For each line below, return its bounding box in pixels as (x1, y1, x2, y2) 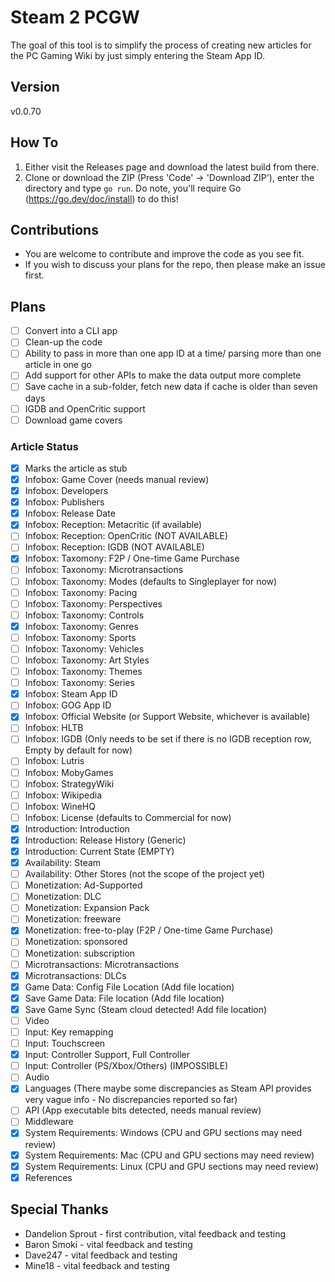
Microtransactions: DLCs (24, 969, 127, 981)
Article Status (10, 439, 79, 453)
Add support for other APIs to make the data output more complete (24, 369, 302, 381)
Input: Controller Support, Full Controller (24, 1049, 191, 1061)
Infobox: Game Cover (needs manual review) (24, 473, 210, 485)
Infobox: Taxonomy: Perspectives (24, 597, 163, 610)
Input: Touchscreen (24, 1037, 106, 1050)
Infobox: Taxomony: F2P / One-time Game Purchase (24, 552, 240, 565)
